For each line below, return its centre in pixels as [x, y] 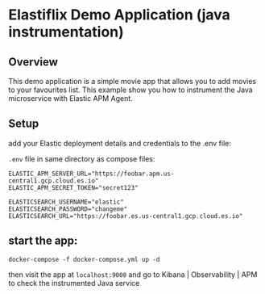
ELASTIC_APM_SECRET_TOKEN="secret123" [73, 187]
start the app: [43, 241]
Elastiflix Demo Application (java [120, 15]
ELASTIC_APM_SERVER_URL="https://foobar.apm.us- [91, 174]
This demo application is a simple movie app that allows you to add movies [132, 81]
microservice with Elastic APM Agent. [70, 98]
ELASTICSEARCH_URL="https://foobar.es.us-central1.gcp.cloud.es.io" [126, 216]
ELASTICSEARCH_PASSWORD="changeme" [68, 209]
